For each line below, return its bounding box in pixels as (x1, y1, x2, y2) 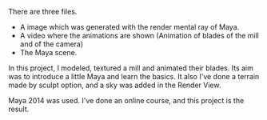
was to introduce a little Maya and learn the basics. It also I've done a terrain (8, 72, 260, 81)
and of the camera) (19, 39, 84, 49)
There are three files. (8, 7, 78, 16)
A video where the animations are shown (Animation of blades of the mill (19, 31, 260, 40)
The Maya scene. (19, 48, 78, 57)
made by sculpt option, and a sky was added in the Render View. (8, 80, 221, 90)
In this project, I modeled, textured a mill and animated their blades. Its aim (8, 63, 253, 73)
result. (8, 104, 30, 114)
